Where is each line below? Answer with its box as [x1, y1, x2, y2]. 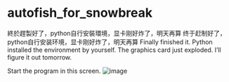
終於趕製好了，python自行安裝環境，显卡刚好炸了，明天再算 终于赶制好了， [7, 29, 226, 37]
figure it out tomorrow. [7, 53, 72, 61]
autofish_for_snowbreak [7, 5, 153, 21]
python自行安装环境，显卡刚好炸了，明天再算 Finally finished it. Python [7, 37, 213, 46]
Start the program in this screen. [7, 67, 101, 75]
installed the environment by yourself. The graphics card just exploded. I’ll [7, 46, 221, 54]
